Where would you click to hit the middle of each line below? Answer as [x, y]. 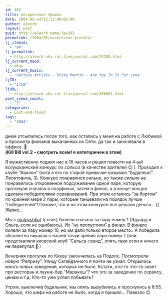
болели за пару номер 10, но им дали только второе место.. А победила [82, 230]
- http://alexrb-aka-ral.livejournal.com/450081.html [67, 94]
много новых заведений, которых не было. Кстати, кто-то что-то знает [81, 266]
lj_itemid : [16, 43]
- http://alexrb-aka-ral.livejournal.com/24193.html [66, 56]
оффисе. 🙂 [16, 146]
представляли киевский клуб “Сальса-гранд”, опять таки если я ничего [82, 241]
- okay [16, 66]
